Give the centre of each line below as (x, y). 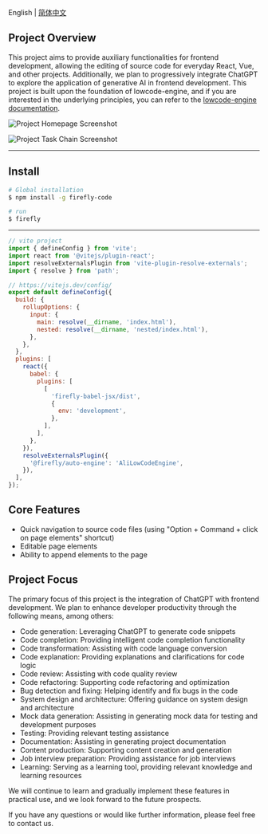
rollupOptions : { (51, 307)
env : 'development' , (93, 411)
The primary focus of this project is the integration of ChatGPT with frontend (134, 599)
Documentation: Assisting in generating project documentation (123, 742)
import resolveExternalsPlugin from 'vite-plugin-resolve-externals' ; (128, 263)
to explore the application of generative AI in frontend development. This (128, 82)
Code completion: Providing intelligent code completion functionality (132, 639)
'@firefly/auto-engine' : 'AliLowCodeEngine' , (106, 463)
